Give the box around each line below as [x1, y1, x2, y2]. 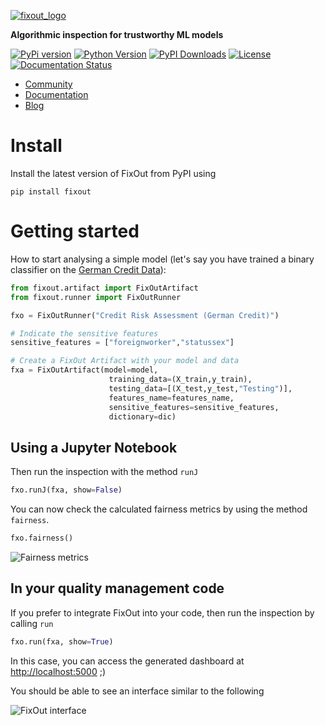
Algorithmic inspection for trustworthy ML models [10, 29, 224, 40]
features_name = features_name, [108, 393, 235, 403]
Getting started [10, 220, 140, 243]
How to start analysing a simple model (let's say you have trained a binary [10, 253, 315, 265]
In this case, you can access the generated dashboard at [10, 655, 245, 667]
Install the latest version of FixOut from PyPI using [10, 167, 217, 179]
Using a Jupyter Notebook [10, 439, 178, 456]
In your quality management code [10, 580, 225, 597]
